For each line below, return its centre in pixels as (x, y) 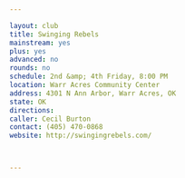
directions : (32, 110)
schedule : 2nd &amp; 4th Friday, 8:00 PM (89, 77)
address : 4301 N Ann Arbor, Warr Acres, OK (93, 93)
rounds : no (30, 68)
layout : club (34, 25)
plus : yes (28, 51)
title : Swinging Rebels (54, 34)
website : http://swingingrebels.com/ (81, 136)
